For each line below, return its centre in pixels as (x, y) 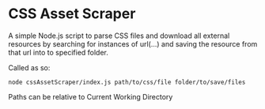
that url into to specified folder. (59, 52)
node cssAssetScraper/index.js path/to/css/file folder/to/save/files (127, 82)
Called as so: (29, 67)
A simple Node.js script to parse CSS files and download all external (119, 36)
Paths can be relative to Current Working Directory (91, 96)
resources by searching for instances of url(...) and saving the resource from (133, 43)
